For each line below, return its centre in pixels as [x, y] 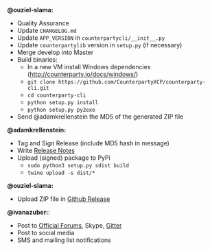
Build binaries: [37, 60]
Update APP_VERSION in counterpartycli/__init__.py [91, 38]
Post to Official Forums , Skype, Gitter [69, 225]
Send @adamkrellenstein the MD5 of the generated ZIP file [100, 117]
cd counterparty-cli [57, 95]
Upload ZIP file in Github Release [63, 199]
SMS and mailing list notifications [64, 240]
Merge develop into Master [55, 52]
